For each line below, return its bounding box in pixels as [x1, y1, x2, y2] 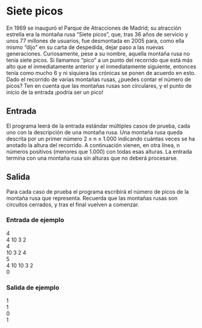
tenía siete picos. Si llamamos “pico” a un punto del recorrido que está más [6, 56, 193, 64]
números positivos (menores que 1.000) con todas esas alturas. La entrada [6, 148, 192, 155]
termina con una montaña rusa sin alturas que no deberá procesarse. [6, 154, 178, 162]
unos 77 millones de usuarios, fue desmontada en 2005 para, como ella [6, 37, 185, 44]
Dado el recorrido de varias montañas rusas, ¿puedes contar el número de [6, 76, 191, 83]
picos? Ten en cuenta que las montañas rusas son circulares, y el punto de [6, 82, 192, 89]
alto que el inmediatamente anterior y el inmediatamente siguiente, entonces [6, 62, 197, 70]
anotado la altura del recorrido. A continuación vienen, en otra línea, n [6, 141, 180, 149]
